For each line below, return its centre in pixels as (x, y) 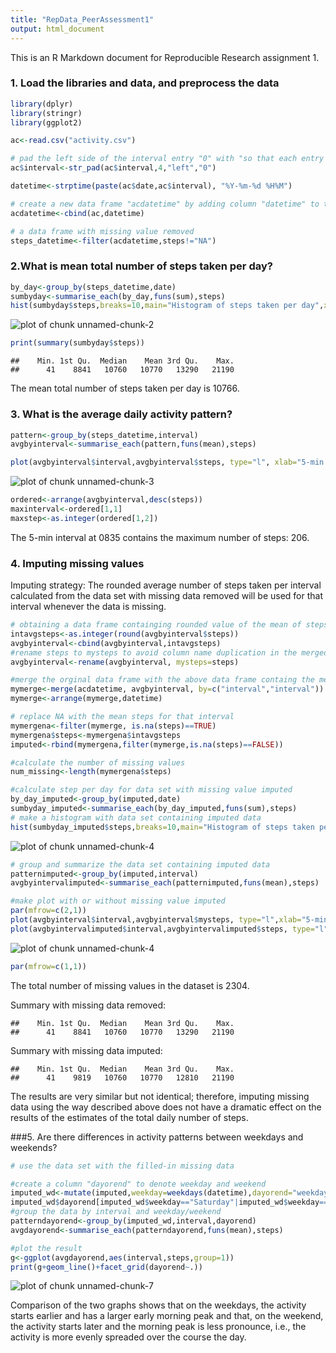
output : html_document (57, 29)
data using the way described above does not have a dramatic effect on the (166, 1107)
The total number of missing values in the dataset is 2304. (130, 985)
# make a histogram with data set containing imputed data (136, 817)
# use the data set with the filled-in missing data (122, 1166)
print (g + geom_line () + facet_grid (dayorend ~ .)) (106, 1267)
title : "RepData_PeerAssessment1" (82, 19)
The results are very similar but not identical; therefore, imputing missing (160, 1096)
